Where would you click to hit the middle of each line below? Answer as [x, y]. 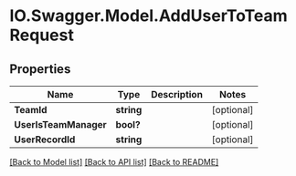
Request [42, 35]
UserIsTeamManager [60, 124]
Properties [40, 69]
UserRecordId [45, 140]
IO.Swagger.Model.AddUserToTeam [148, 16]
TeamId [31, 110]
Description [177, 94]
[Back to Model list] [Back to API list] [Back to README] [114, 162]
